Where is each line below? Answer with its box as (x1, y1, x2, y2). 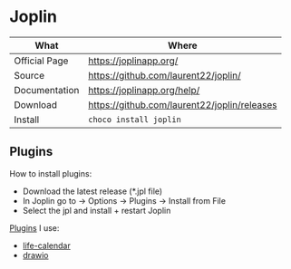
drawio (22, 249, 49, 260)
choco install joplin (88, 114, 181, 124)
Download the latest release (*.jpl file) (22, 186, 163, 197)
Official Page (14, 54, 69, 67)
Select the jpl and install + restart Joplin (22, 205, 171, 216)
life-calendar (22, 240, 71, 251)
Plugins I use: (9, 222, 60, 233)
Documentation (14, 83, 80, 96)
